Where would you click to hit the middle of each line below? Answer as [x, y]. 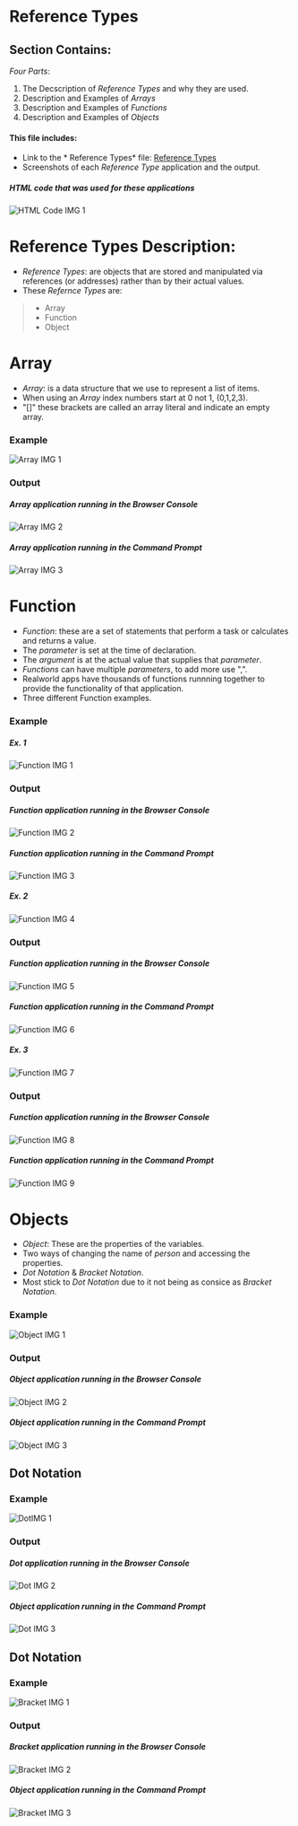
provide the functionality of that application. [103, 689]
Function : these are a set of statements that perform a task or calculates [155, 631]
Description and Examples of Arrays [89, 98]
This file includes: [43, 137]
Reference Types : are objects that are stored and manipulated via [143, 272]
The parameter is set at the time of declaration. [109, 650]
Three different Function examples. [87, 698]
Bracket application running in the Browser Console [107, 1747]
